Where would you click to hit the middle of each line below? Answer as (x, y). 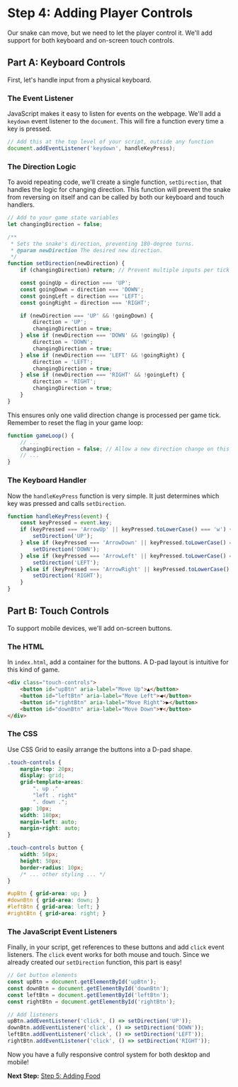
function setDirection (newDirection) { (66, 264)
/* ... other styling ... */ (63, 874)
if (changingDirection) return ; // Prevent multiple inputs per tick (125, 270)
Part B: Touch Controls (58, 611)
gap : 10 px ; (36, 809)
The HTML (26, 647)
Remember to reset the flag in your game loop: (75, 422)
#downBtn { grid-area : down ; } (53, 900)
